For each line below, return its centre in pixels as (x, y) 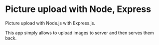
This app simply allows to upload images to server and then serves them (79, 32)
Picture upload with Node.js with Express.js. (50, 23)
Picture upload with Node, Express (78, 9)
